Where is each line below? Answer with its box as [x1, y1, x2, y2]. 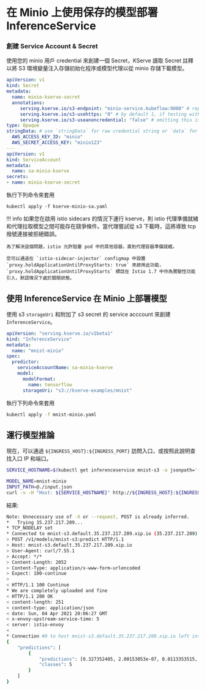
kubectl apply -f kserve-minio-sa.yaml [6, 203, 108, 210]
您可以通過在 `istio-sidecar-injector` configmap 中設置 [6, 255, 146, 262]
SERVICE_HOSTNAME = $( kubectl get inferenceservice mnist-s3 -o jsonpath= [6, 467, 195, 473]
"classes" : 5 [38, 662, 72, 668]
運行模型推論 [6, 430, 55, 440]
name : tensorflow [28, 381, 72, 388]
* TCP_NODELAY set [6, 525, 53, 531]
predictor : [12, 359, 40, 365]
